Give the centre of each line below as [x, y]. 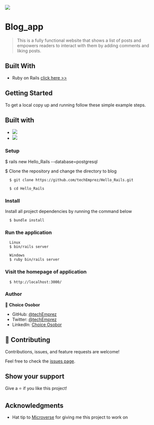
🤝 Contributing [28, 340]
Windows [17, 255]
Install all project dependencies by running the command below [68, 211]
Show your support [35, 377]
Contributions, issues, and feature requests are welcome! [62, 351]
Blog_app [24, 27]
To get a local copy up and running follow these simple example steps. [76, 105]
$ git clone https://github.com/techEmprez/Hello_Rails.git [71, 180]
